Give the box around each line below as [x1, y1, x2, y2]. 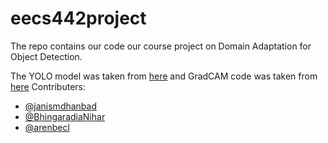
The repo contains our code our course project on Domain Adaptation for [10, 40, 312, 52]
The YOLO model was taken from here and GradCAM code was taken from [10, 70, 318, 82]
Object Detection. [10, 50, 83, 62]
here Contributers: [10, 80, 86, 92]
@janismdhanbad [24, 100, 98, 112]
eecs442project [10, 7, 147, 30]
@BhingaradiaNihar [24, 110, 106, 122]
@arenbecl [24, 121, 70, 133]
